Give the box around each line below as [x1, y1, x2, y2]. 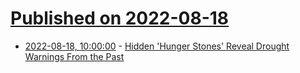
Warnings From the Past [24, 50, 125, 62]
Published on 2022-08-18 [10, 7, 230, 30]
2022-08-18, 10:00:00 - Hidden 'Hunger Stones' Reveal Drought [24, 40, 290, 52]
